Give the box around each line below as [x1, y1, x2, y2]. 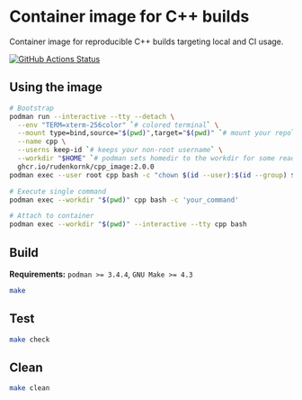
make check [9, 335, 50, 344]
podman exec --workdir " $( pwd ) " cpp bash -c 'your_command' [9, 195, 240, 205]
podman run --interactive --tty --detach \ [9, 112, 175, 121]
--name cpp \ [17, 137, 67, 146]
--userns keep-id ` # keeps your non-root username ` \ [17, 146, 223, 155]
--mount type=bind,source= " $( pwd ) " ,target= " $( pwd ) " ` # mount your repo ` [17, 129, 296, 138]
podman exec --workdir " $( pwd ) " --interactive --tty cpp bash [9, 220, 247, 229]
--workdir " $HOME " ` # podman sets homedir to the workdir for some [17, 154, 276, 163]
